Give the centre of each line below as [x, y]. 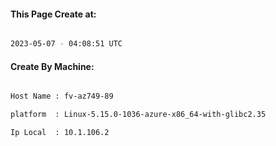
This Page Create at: [53, 14]
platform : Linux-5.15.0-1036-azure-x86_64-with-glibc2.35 [138, 115]
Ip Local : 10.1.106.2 [60, 133]
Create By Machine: [52, 66]
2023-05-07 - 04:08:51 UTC [66, 44]
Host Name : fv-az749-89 [62, 96]
